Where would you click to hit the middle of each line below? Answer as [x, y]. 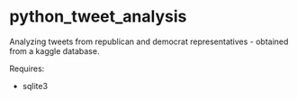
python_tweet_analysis [98, 17]
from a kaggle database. [54, 50]
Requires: [27, 68]
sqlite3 [35, 86]
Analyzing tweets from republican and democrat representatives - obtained [149, 41]
